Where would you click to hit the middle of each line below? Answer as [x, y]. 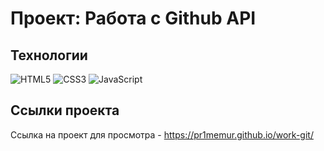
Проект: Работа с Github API [133, 18]
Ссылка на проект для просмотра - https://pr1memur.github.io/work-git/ [162, 134]
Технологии [49, 55]
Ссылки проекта [65, 110]
